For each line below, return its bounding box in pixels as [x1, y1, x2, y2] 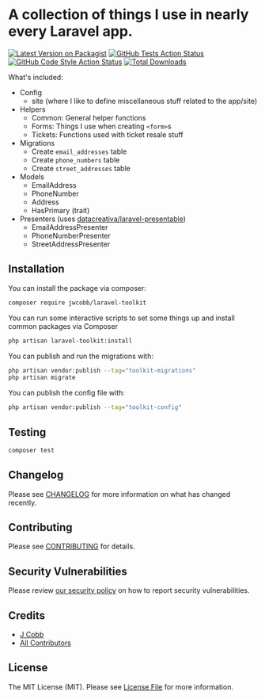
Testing [8, 426, 47, 439]
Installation [8, 262, 65, 276]
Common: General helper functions [31, 113, 146, 122]
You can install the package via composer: [8, 283, 146, 292]
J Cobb [19, 630, 44, 640]
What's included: [8, 72, 63, 82]
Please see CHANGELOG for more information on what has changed [8, 489, 231, 498]
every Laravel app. [8, 22, 133, 40]
